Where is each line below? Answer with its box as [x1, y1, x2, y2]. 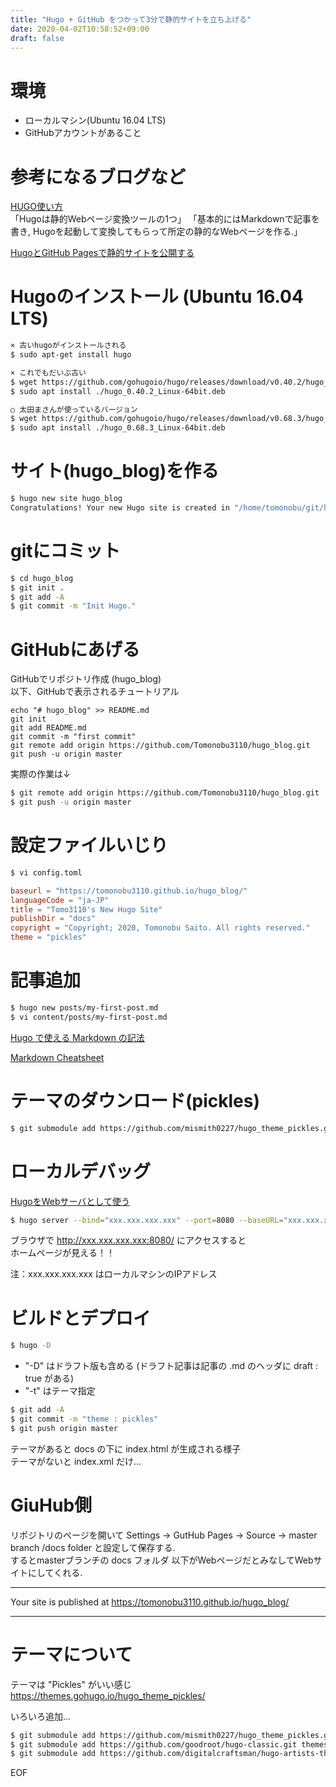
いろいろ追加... [10, 1710, 72, 1722]
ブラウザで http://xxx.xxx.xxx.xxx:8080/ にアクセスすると [10, 1234, 247, 1246]
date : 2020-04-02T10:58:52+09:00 [10, 24, 150, 34]
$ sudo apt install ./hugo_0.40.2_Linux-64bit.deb [10, 386, 226, 396]
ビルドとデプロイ [10, 1307, 152, 1330]
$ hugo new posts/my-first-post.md [10, 1003, 159, 1013]
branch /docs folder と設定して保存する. [10, 1541, 176, 1553]
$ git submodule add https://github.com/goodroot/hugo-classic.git [10, 1739, 298, 1750]
